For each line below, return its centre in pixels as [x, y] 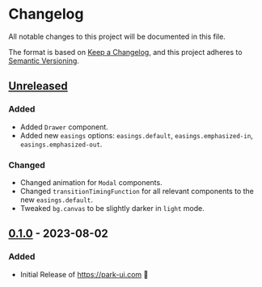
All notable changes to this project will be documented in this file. [117, 36]
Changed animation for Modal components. [91, 182]
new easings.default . [56, 200]
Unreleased [38, 86]
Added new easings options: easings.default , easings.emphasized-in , [136, 135]
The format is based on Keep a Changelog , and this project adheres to [125, 52]
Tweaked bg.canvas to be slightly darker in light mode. [112, 208]
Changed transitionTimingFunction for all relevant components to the [137, 191]
